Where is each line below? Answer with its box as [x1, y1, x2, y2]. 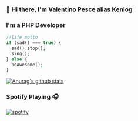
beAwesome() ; [11, 62, 43, 68]
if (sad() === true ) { [6, 40, 62, 46]
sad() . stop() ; [11, 45, 46, 51]
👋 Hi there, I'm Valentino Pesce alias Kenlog [6, 5, 133, 14]
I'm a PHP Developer [6, 21, 66, 29]
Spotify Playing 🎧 [6, 93, 59, 101]
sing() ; [11, 51, 31, 56]
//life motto [6, 35, 38, 41]
